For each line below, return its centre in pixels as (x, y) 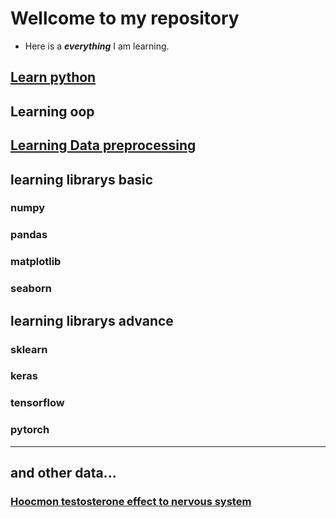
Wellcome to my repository (125, 18)
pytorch (30, 430)
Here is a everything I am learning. (97, 46)
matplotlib (36, 262)
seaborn (31, 289)
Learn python (53, 77)
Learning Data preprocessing (103, 145)
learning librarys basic (82, 179)
